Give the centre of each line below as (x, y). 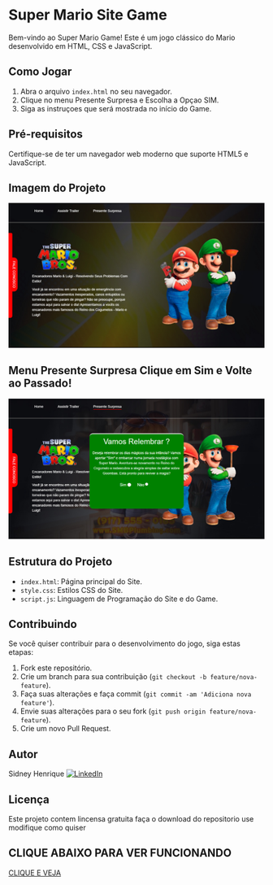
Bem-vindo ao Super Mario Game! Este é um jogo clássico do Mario (122, 37)
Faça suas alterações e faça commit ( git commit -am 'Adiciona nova (136, 694)
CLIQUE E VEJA (35, 873)
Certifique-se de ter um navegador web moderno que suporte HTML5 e (129, 154)
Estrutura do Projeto (61, 562)
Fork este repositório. (56, 668)
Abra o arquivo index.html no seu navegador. (96, 91)
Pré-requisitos (46, 135)
